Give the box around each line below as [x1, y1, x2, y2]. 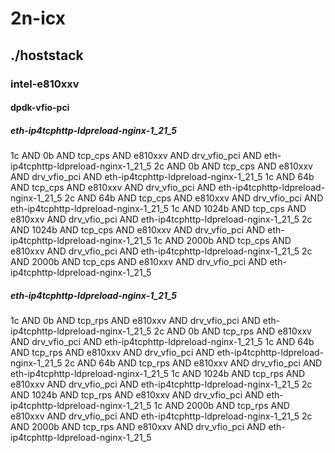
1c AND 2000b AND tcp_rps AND [153, 400, 290, 412]
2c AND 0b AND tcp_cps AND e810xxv [153, 160, 313, 172]
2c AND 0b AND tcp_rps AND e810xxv [153, 325, 312, 337]
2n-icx [10, 7, 66, 30]
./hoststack [10, 47, 84, 64]
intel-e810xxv [10, 77, 80, 91]
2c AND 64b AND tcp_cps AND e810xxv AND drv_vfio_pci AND [64, 192, 324, 204]
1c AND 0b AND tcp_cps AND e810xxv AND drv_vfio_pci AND [10, 150, 262, 162]
